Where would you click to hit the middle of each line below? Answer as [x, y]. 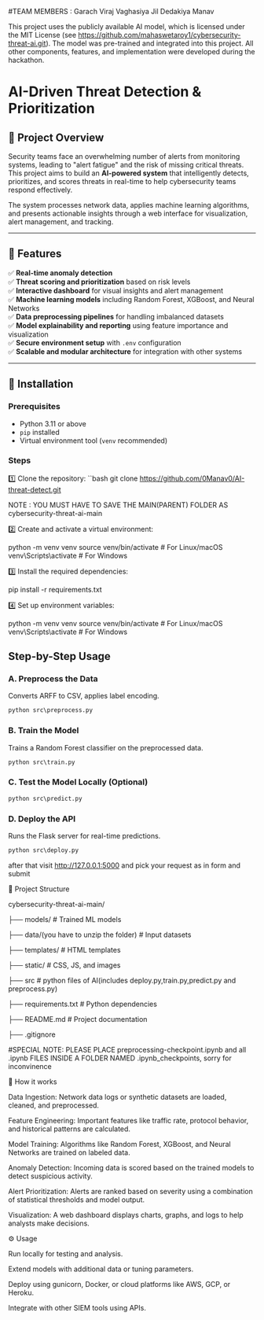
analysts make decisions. [49, 1223]
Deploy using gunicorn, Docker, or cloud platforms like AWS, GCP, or [119, 1284]
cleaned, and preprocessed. [54, 1105]
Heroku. [21, 1292]
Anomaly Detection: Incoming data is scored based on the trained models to [131, 1167]
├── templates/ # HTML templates [64, 949]
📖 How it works [33, 1082]
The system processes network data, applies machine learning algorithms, [129, 205]
